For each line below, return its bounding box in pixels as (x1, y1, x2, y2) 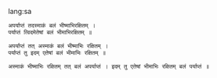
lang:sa (8, 7, 32, 16)
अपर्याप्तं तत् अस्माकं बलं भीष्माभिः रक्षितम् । (8, 42, 108, 50)
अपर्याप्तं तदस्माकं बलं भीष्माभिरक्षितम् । (8, 22, 96, 30)
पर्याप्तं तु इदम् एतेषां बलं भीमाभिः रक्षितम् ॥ (8, 49, 106, 57)
